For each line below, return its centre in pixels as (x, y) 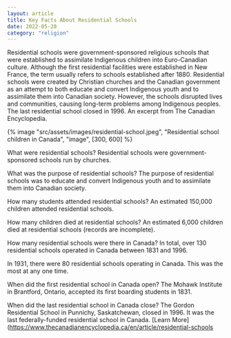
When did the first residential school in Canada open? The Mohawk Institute (115, 285)
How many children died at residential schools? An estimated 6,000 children (115, 223)
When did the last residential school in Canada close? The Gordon (101, 306)
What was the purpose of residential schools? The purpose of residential (110, 173)
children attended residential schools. (61, 209)
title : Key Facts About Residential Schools (72, 20)
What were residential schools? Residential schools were (88, 153)
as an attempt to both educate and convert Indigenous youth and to (103, 89)
